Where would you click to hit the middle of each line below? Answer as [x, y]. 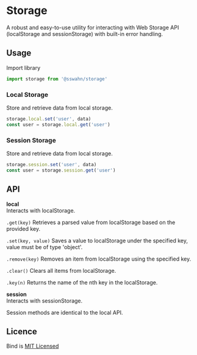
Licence [22, 332]
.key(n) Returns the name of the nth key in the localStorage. [82, 282]
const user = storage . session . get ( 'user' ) [61, 170]
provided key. [23, 228]
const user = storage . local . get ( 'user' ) [59, 125]
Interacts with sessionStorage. [45, 301]
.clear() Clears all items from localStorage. [61, 270]
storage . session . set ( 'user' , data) [52, 164]
